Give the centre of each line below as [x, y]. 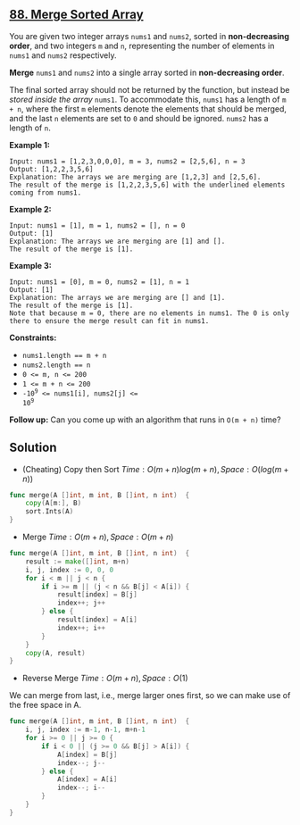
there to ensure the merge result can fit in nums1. [109, 321]
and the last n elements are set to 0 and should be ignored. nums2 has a [139, 118]
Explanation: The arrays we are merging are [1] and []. [117, 241]
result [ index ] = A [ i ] [97, 620]
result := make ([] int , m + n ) [77, 562]
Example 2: [30, 209]
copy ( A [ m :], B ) [54, 504]
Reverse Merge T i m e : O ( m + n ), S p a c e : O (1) [105, 679]
